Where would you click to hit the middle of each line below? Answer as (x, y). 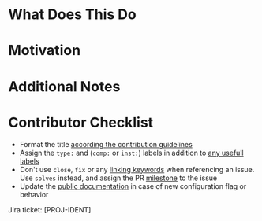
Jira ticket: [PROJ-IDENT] (50, 209)
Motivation (45, 51)
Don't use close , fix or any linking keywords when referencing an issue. (137, 169)
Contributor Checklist (81, 122)
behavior (34, 194)
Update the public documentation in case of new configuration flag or (133, 186)
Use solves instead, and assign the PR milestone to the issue (118, 178)
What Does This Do (72, 15)
